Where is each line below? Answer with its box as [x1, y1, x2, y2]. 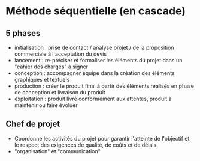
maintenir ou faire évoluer [14, 102, 78, 109]
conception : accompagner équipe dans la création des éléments [14, 70, 175, 76]
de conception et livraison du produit [14, 89, 105, 96]
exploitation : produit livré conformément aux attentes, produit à [14, 95, 172, 102]
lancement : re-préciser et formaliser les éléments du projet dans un [14, 57, 183, 64]
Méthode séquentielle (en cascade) [5, 4, 186, 18]
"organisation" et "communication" [14, 147, 101, 154]
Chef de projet [5, 119, 60, 129]
